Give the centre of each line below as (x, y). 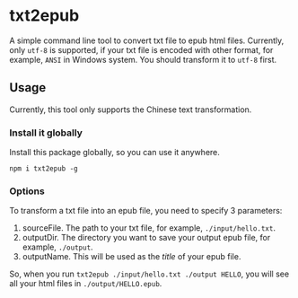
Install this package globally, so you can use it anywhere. (114, 153)
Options (27, 191)
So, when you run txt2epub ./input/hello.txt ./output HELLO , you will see (149, 274)
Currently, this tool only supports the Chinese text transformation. (131, 110)
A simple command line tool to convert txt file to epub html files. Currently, (147, 40)
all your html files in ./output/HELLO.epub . (86, 284)
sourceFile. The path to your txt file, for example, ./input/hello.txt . (149, 228)
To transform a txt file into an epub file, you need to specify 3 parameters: (146, 211)
